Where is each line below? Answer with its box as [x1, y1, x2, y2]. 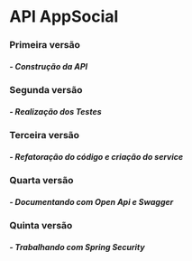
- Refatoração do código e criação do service [9, 151, 184, 162]
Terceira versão [9, 129, 79, 142]
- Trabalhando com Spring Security [9, 241, 146, 252]
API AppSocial [9, 6, 119, 27]
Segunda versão [9, 84, 83, 97]
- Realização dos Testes [9, 106, 102, 117]
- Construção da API [9, 61, 88, 71]
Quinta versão [9, 219, 73, 231]
